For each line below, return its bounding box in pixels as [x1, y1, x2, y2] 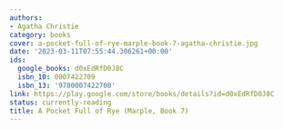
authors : [9, 13, 43, 23]
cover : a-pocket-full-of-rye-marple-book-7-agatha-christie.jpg [9, 38, 258, 48]
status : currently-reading [9, 97, 112, 107]
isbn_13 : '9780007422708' [17, 81, 116, 90]
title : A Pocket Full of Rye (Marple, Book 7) [9, 106, 189, 115]
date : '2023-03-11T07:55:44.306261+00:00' [9, 47, 173, 56]
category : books [9, 30, 71, 39]
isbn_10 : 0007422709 [17, 73, 96, 82]
